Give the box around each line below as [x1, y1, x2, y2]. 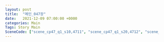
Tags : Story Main [5, 25, 41, 30]
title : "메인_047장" [5, 12, 46, 16]
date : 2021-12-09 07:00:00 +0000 [5, 16, 78, 21]
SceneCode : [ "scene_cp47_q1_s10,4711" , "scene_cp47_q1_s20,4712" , [5, 29, 143, 34]
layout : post [5, 7, 32, 12]
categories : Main [5, 20, 41, 26]
